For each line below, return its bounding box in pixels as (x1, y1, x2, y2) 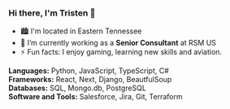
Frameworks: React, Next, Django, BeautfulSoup (8, 75, 172, 85)
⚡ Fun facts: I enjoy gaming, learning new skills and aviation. (20, 47, 222, 57)
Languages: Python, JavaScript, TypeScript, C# (8, 66, 169, 76)
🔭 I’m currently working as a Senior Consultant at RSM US (20, 38, 217, 48)
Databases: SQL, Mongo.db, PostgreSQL (8, 83, 146, 93)
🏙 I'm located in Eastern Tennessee (20, 26, 142, 36)
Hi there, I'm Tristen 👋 (8, 7, 96, 19)
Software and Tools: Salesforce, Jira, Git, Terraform (8, 92, 183, 102)
